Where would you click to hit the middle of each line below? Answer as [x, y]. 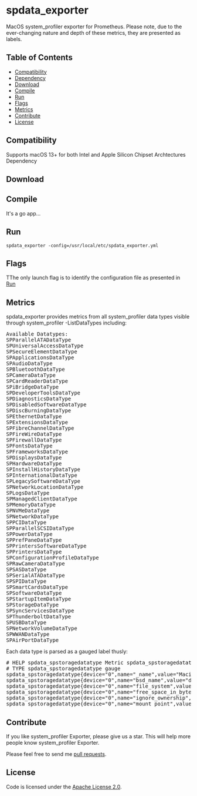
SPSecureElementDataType [42, 352]
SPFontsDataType [29, 446]
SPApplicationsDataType [40, 358]
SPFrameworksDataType [37, 452]
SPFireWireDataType [34, 434]
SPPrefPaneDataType [34, 540]
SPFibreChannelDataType [40, 428]
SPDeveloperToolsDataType [43, 393]
